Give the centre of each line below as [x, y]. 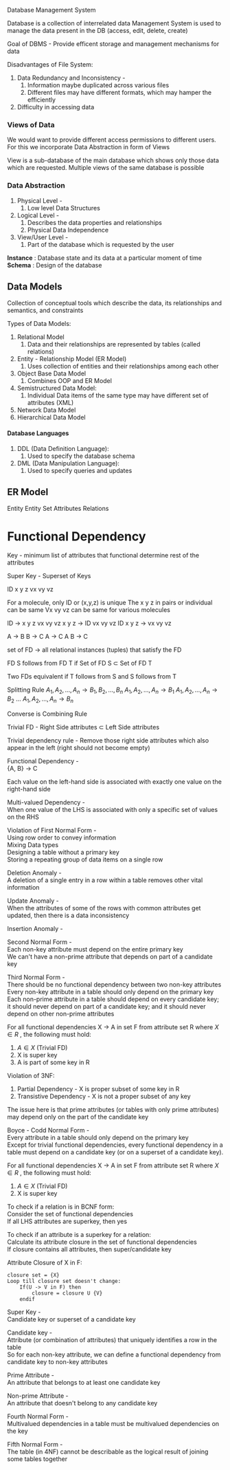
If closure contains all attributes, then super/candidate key [89, 1249]
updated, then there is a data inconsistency [68, 915]
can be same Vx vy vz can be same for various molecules [89, 610]
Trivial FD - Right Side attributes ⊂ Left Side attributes [83, 727]
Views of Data [31, 124]
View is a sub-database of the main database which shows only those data [113, 160]
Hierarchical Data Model [51, 417]
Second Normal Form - [39, 942]
